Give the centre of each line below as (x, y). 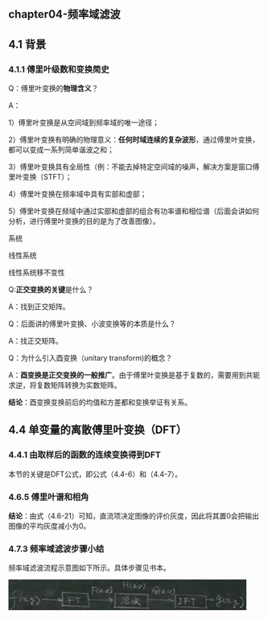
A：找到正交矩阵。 (39, 307)
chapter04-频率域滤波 (64, 14)
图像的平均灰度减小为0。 (49, 526)
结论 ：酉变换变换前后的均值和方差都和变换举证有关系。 (100, 402)
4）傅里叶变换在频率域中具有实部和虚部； (78, 194)
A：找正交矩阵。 (35, 341)
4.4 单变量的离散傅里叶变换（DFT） (98, 430)
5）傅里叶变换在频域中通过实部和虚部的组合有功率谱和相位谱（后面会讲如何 (134, 211)
